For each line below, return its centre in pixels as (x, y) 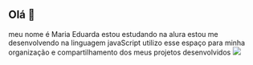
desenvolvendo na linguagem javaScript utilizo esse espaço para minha (127, 43)
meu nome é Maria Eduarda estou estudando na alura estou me (113, 34)
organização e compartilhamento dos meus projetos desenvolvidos (120, 52)
